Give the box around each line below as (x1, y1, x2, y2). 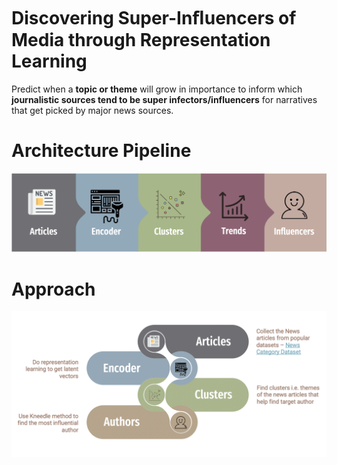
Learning (11, 50, 88, 73)
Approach (11, 278, 96, 300)
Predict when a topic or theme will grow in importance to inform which (11, 83, 303, 95)
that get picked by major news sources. (11, 104, 174, 116)
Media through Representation (11, 29, 271, 52)
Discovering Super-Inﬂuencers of (11, 7, 297, 30)
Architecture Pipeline (11, 140, 192, 162)
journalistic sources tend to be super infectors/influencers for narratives (11, 93, 318, 105)
